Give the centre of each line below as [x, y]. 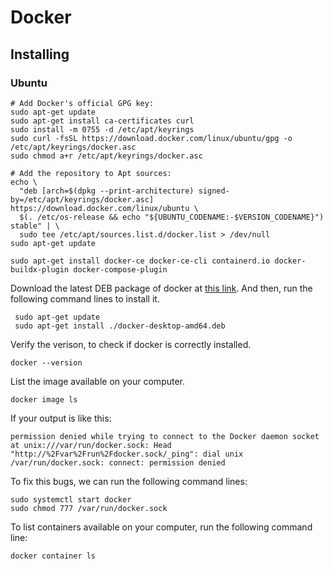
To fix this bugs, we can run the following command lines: [129, 481]
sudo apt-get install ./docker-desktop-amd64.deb [120, 326]
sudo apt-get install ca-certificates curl [102, 121]
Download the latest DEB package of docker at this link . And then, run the [161, 288]
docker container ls [53, 556]
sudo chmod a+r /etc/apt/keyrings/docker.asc [106, 156]
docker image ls [44, 399]
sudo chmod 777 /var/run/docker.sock [89, 508]
